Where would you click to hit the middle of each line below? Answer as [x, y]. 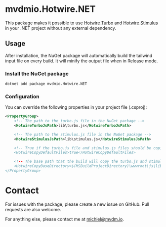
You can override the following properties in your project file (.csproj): [76, 107]
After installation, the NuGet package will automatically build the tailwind [79, 55]
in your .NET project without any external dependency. [61, 28]
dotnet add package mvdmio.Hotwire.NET [46, 84]
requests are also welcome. [33, 209]
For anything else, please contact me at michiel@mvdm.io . [65, 219]
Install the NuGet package [37, 74]
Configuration [22, 96]
